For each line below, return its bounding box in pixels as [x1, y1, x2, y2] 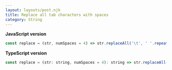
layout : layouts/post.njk [5, 7, 60, 13]
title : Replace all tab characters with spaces [5, 12, 109, 17]
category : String [5, 17, 42, 22]
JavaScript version [5, 31, 47, 37]
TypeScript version [5, 50, 47, 56]
